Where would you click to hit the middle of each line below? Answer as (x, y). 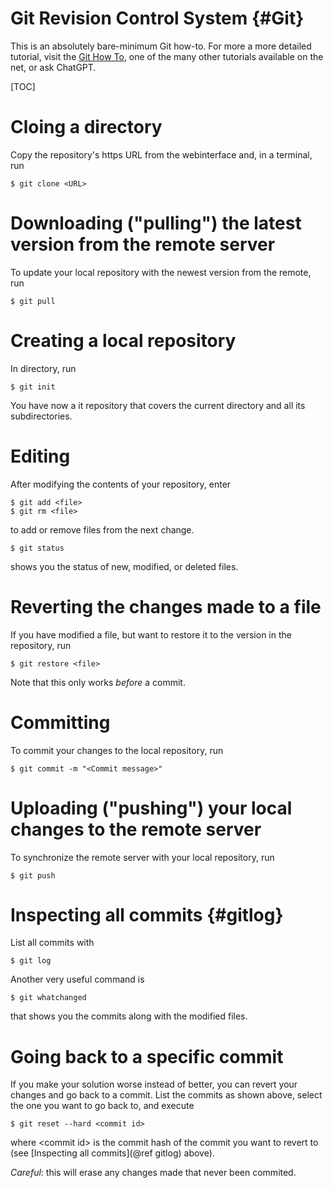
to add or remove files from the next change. (102, 529)
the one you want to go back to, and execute (102, 1106)
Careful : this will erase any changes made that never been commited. (153, 1173)
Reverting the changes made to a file (166, 606)
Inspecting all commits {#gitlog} (147, 914)
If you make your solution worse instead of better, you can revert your (154, 1084)
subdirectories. (41, 416)
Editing (40, 456)
